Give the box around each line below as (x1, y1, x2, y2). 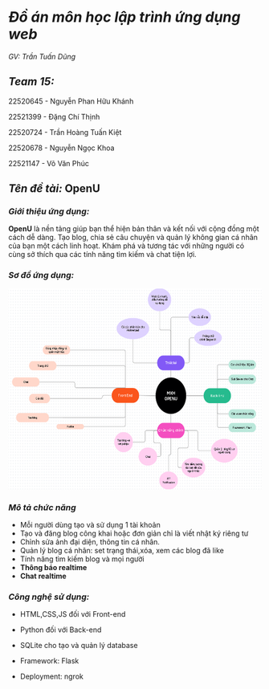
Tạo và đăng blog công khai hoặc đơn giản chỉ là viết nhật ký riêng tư (19, 528, 249, 538)
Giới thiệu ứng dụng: (8, 206, 90, 217)
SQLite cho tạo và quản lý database (19, 641, 138, 650)
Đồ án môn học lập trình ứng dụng (8, 8, 241, 26)
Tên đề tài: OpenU (8, 181, 100, 196)
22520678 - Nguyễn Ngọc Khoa (8, 143, 115, 153)
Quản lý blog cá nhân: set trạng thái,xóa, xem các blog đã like (19, 546, 225, 556)
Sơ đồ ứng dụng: (8, 270, 75, 281)
